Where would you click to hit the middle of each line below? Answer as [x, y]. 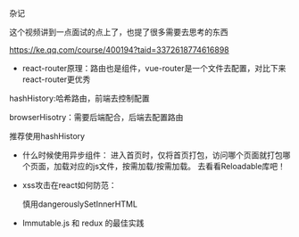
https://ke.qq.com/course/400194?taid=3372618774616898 [119, 50]
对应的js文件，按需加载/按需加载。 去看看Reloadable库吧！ [177, 166]
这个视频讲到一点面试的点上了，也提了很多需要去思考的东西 [119, 32]
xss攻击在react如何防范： [69, 185]
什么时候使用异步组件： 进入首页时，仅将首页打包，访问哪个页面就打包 [152, 155]
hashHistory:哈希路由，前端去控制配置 [79, 98]
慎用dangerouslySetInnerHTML [80, 204]
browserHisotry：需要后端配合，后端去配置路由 [96, 117]
